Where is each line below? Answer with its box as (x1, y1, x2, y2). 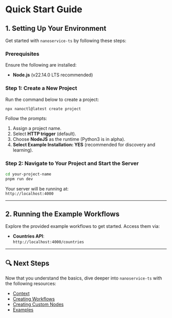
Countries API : (12, 233, 45, 239)
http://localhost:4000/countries (12, 240, 84, 245)
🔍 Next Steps (5, 259, 50, 267)
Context (12, 290, 30, 296)
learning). (12, 147, 33, 153)
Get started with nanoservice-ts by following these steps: (5, 37, 126, 44)
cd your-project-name (5, 172, 52, 177)
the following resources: (5, 281, 56, 287)
